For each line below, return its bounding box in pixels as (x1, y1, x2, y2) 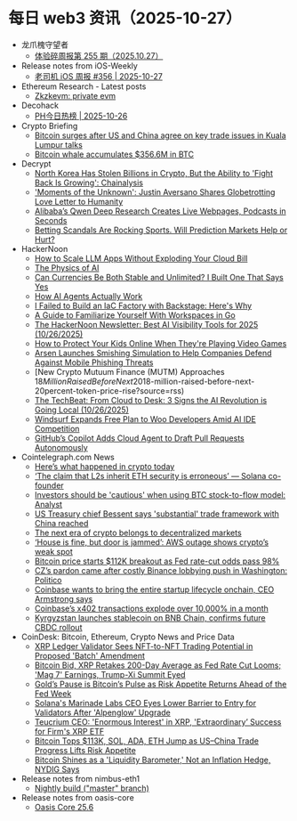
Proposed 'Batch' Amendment (34, 650, 146, 661)
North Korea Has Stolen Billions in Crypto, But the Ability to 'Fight (34, 167, 273, 178)
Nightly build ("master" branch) (34, 783, 150, 793)
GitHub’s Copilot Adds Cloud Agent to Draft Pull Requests (34, 433, 245, 443)
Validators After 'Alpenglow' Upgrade (34, 707, 171, 718)
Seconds (34, 215, 68, 225)
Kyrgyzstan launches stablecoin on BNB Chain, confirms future (34, 612, 266, 623)
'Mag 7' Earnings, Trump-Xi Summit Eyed (34, 669, 186, 679)
